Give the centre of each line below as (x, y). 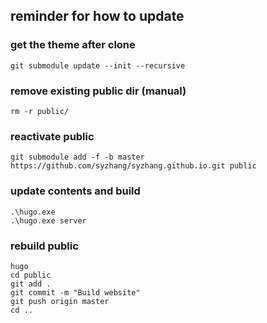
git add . (31, 284)
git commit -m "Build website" (75, 292)
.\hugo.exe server (48, 220)
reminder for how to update (97, 16)
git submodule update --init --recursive (98, 65)
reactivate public (52, 136)
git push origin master (60, 301)
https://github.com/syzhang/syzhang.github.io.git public (133, 166)
